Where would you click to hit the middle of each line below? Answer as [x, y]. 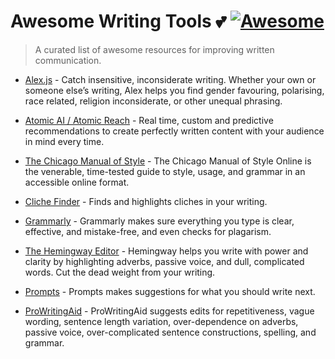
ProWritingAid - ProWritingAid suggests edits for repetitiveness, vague [169, 311]
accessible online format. [77, 182]
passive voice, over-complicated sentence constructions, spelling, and [170, 332]
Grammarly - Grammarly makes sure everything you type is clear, [159, 221]
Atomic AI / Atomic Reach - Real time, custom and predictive [149, 120]
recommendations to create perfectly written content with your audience [174, 131]
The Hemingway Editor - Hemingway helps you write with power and [166, 251]
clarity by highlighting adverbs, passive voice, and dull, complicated [164, 261]
